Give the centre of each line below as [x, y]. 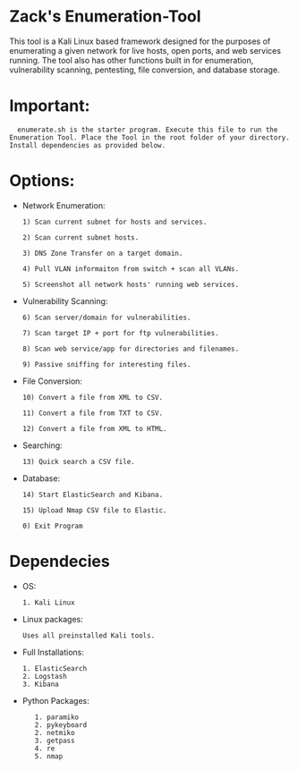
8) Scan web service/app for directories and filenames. [131, 349]
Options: [42, 181]
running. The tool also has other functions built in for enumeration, [132, 60]
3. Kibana [41, 684]
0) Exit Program [52, 526]
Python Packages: [55, 700]
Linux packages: [52, 619]
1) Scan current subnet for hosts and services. [115, 222]
